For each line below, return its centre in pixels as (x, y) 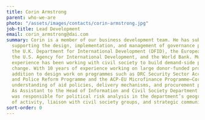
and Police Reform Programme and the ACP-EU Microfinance (87, 79)
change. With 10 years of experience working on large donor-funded (101, 68)
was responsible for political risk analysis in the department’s (98, 96)
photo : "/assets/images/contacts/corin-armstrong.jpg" (77, 23)
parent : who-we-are (31, 18)
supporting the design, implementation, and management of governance (103, 46)
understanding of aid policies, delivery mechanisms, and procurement (103, 85)
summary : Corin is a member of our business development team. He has (98, 40)
